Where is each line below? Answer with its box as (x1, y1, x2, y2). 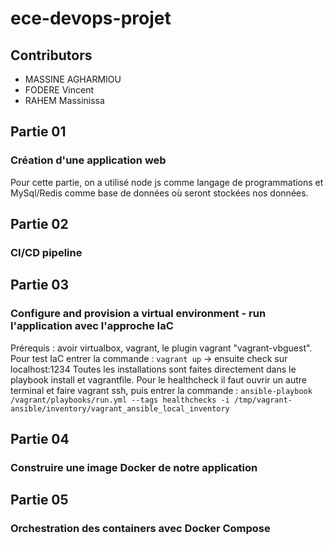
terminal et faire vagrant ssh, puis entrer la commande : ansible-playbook (10, 384, 313, 396)
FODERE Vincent (24, 84, 94, 96)
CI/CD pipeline (10, 246, 83, 259)
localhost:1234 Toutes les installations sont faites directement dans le (10, 363, 297, 375)
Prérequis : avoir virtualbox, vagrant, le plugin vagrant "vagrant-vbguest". (10, 342, 313, 354)
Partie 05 (10, 492, 69, 509)
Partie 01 (10, 123, 67, 141)
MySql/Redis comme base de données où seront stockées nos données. (10, 187, 309, 199)
